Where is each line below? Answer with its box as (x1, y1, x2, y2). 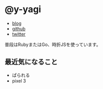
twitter (12, 31, 26, 37)
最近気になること (5, 58, 58, 66)
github (12, 25, 26, 31)
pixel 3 (12, 77, 26, 84)
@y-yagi (5, 4, 41, 15)
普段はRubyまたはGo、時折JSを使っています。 (5, 41, 101, 48)
